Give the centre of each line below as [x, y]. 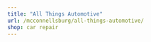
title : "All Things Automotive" [55, 14]
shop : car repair [33, 27]
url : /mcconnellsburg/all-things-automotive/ [75, 21]
